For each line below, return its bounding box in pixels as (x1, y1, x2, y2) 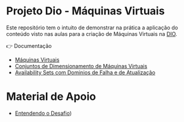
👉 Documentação (6, 42, 52, 49)
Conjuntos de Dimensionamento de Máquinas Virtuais (14, 62, 148, 69)
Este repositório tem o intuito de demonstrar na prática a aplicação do (6, 24, 178, 31)
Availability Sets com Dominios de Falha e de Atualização (14, 69, 155, 76)
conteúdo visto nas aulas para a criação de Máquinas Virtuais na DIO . (6, 30, 177, 37)
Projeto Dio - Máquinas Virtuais (6, 4, 165, 18)
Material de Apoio (6, 90, 97, 103)
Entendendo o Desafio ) (14, 109, 72, 117)
